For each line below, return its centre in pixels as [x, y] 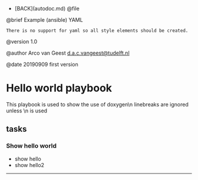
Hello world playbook [59, 88]
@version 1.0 [22, 41]
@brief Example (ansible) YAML [45, 20]
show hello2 [29, 165]
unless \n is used [27, 111]
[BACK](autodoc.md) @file [47, 9]
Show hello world [32, 146]
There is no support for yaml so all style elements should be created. [97, 31]
